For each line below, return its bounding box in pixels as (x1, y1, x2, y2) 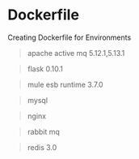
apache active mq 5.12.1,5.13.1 (27, 48, 125, 58)
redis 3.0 (27, 142, 57, 152)
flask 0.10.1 (27, 63, 64, 74)
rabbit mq (27, 127, 60, 136)
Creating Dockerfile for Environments (7, 32, 132, 42)
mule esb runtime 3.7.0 (27, 79, 103, 89)
